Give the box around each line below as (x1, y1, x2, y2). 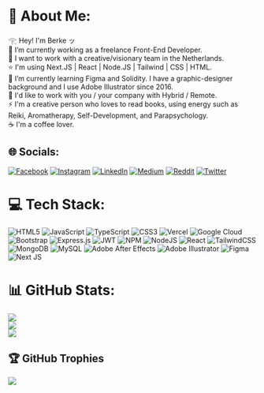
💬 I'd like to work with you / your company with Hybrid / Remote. (8, 90, 218, 99)
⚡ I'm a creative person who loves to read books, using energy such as (8, 99, 239, 109)
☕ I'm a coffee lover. (8, 119, 75, 129)
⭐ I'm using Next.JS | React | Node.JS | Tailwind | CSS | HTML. (8, 62, 213, 72)
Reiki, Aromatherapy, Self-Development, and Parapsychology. (8, 110, 209, 120)
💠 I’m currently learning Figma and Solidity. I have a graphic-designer (8, 73, 233, 83)
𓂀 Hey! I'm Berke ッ (8, 36, 76, 45)
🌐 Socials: (8, 145, 60, 159)
